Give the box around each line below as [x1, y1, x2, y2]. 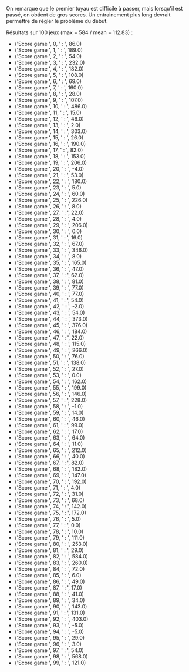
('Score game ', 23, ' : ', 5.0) [14, 184, 82, 191]
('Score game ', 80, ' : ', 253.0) [14, 541, 88, 547]
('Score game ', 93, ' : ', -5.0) [14, 622, 84, 628]
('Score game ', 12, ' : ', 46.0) [14, 115, 84, 122]
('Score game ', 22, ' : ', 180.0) [14, 178, 87, 185]
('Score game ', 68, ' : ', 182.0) [14, 465, 87, 473]
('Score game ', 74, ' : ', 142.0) [14, 503, 87, 510]
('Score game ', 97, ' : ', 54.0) [14, 647, 84, 654]
